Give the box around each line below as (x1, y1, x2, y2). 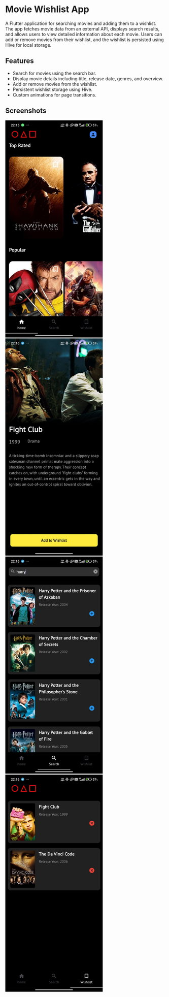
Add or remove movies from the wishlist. (12, 81, 97, 87)
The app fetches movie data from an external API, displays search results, (5, 25, 160, 31)
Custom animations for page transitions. (12, 91, 96, 98)
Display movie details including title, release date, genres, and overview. (12, 75, 163, 82)
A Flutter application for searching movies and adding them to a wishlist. (5, 20, 156, 26)
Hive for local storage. (5, 42, 52, 48)
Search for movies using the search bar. (12, 70, 96, 76)
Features (5, 57, 34, 66)
